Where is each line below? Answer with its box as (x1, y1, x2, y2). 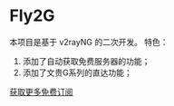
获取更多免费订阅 (9, 86, 73, 97)
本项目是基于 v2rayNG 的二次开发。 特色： (9, 36, 169, 47)
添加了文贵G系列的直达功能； (22, 67, 133, 78)
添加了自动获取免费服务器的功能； (22, 55, 150, 66)
